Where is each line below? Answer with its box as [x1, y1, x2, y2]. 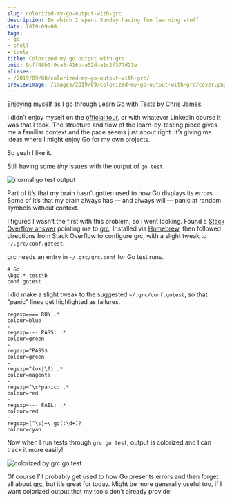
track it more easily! [7, 446, 64, 454]
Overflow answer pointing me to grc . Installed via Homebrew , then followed [7, 224, 222, 233]
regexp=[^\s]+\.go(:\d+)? [7, 420, 81, 427]
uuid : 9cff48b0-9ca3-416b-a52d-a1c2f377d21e [7, 62, 137, 69]
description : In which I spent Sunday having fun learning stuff [7, 17, 199, 24]
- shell [7, 42, 30, 49]
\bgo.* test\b [7, 272, 48, 279]
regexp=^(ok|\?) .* [7, 366, 64, 373]
